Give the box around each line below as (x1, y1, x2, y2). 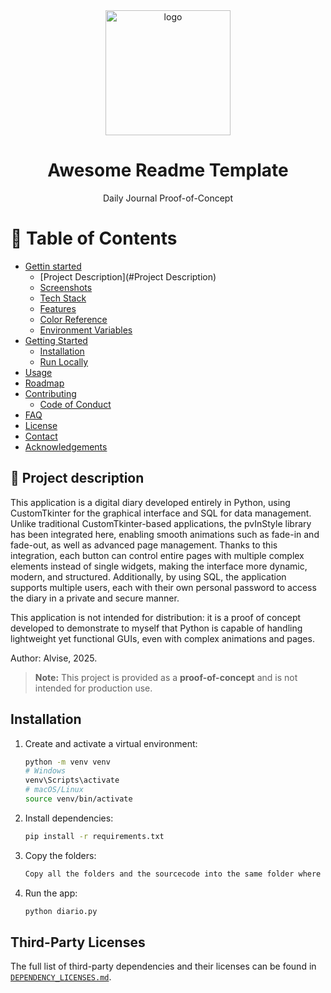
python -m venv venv (24, 757, 111, 767)
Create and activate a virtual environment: (24, 737, 198, 749)
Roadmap (24, 377, 65, 389)
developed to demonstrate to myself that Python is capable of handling (10, 622, 303, 634)
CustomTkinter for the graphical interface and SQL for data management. (10, 507, 312, 519)
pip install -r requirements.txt (24, 831, 165, 841)
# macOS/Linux (24, 785, 84, 795)
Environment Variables (39, 324, 133, 336)
